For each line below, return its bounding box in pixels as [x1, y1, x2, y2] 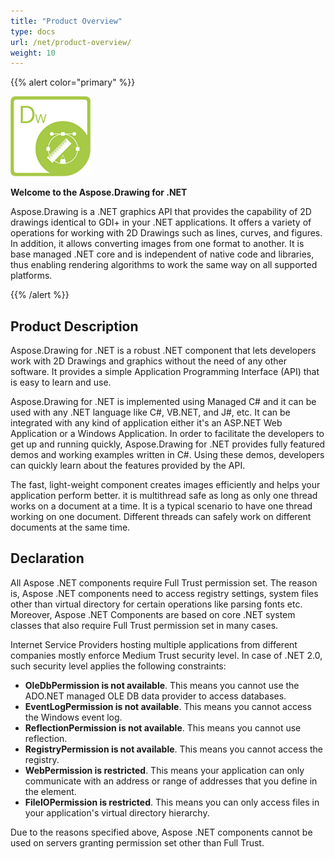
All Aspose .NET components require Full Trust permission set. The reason [10, 576, 318, 589]
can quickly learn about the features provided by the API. [10, 460, 246, 472]
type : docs [10, 26, 56, 37]
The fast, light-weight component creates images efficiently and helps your [10, 479, 321, 491]
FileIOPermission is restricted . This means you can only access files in [24, 796, 320, 808]
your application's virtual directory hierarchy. [24, 806, 210, 819]
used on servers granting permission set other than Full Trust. [10, 836, 265, 849]
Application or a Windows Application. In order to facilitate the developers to [10, 428, 325, 440]
